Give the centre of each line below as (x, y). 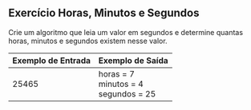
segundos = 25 (127, 93)
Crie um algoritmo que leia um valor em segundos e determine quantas (125, 32)
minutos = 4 (121, 84)
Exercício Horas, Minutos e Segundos (104, 13)
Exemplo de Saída (133, 61)
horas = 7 (116, 73)
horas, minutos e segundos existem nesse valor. (88, 41)
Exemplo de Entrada (51, 61)
